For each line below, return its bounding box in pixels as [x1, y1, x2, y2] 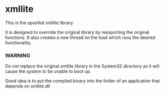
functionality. [5, 39, 32, 45]
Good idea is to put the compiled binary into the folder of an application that [5, 78, 160, 84]
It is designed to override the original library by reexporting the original [5, 29, 150, 35]
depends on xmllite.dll [5, 83, 51, 89]
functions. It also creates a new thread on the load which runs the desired [5, 34, 156, 40]
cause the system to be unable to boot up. [5, 68, 92, 74]
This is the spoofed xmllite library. [5, 20, 74, 26]
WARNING [5, 52, 31, 59]
